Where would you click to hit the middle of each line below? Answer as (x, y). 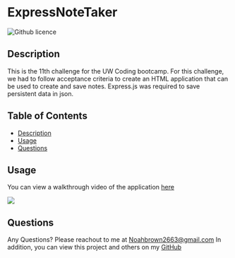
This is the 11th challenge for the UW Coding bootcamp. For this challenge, (116, 71)
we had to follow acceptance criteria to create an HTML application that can (118, 78)
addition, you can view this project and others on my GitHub (95, 247)
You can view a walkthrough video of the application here (91, 187)
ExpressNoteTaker (62, 12)
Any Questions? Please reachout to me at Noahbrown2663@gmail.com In (114, 240)
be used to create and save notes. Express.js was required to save (104, 86)
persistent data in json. (41, 93)
